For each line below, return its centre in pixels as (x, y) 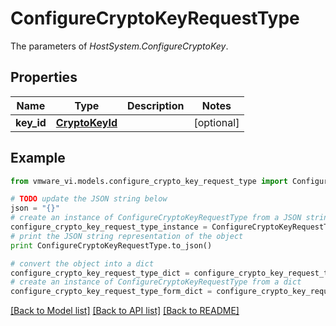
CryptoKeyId (86, 122)
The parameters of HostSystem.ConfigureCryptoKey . (119, 46)
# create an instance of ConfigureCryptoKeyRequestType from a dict (156, 282)
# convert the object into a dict (82, 263)
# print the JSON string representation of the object (127, 236)
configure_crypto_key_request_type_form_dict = (111, 292)
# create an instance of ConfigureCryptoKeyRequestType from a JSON (156, 218)
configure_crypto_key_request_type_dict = (100, 273)
